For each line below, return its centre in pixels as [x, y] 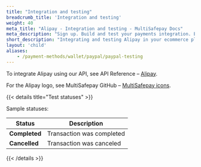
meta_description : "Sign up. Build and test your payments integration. [99, 34]
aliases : [17, 51]
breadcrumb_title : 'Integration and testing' [64, 17]
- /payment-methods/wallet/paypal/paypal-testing [80, 56]
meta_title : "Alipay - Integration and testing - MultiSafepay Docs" [95, 29]
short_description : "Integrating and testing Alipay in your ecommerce [97, 40]
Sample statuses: [28, 108]
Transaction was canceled [84, 143]
